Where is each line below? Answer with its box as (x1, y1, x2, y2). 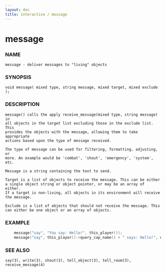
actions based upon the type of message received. (5, 138, 112, 143)
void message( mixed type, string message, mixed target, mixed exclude (5, 85, 158, 90)
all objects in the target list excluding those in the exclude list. (5, 121, 154, 126)
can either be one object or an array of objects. (5, 207, 112, 212)
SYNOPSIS (5, 73, 32, 80)
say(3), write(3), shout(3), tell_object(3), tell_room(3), (5, 258, 132, 263)
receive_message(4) (5, 262, 45, 267)
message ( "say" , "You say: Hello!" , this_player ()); (14, 230, 123, 235)
